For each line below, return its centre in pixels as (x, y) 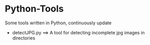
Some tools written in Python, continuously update (58, 23)
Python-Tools (34, 9)
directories (24, 38)
